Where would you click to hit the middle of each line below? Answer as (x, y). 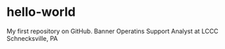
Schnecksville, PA (32, 38)
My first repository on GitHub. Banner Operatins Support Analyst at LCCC (112, 31)
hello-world (41, 12)
